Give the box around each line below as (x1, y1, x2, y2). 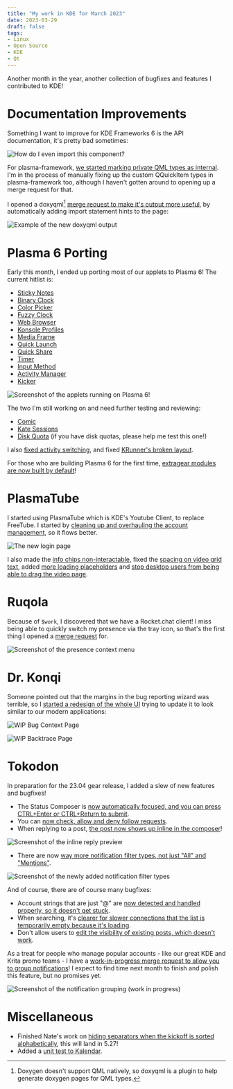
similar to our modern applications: (7, 708, 107, 716)
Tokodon (7, 759, 59, 774)
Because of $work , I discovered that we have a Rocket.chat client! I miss (7, 617, 212, 626)
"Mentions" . (17, 859, 51, 867)
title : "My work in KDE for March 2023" (7, 10, 126, 17)
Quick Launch (17, 341, 58, 349)
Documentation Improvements (7, 105, 187, 121)
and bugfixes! (7, 789, 46, 798)
